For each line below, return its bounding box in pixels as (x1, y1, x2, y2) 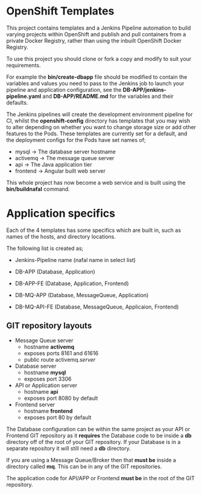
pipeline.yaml (6, 92, 42, 100)
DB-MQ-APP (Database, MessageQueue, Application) (14, 291, 149, 298)
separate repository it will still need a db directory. (6, 444, 131, 452)
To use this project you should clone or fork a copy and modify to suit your (6, 55, 192, 62)
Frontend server (14, 400, 55, 408)
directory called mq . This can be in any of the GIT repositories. (6, 463, 162, 470)
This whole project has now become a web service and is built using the (6, 179, 186, 186)
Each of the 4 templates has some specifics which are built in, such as (6, 226, 181, 234)
